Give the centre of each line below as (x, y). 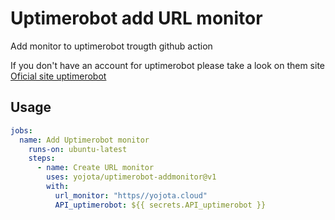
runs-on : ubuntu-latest (78, 149)
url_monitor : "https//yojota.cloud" (131, 195)
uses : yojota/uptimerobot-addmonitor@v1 (131, 177)
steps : (42, 158)
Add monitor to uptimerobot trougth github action (111, 46)
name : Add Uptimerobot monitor (84, 140)
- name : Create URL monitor (95, 168)
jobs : (21, 130)
